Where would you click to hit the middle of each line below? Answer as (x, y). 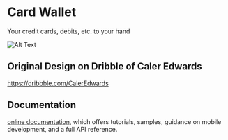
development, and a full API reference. (62, 129)
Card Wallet (42, 12)
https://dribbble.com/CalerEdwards (58, 83)
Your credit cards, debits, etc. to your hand (69, 31)
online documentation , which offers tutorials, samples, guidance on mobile (114, 121)
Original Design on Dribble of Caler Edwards (105, 67)
